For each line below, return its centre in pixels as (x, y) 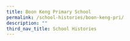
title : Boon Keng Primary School (49, 12)
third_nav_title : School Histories (52, 29)
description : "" (27, 23)
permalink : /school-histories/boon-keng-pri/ (65, 17)
